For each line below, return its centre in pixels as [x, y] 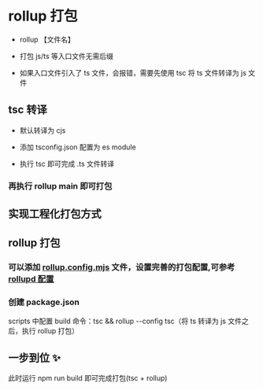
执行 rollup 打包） [50, 330]
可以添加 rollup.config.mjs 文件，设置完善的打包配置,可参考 [122, 267]
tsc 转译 [28, 110]
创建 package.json [44, 302]
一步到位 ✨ [35, 358]
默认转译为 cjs [43, 130]
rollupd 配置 [31, 279]
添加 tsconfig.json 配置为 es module [78, 147]
